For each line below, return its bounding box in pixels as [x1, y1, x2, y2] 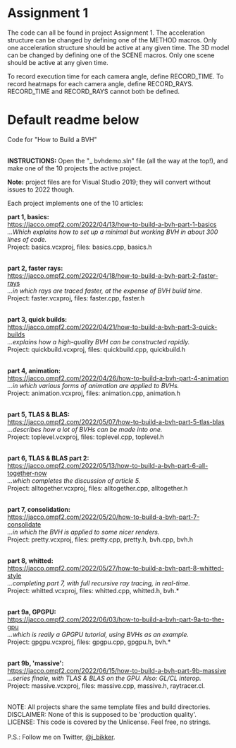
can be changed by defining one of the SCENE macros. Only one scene [7, 51, 215, 59]
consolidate [7, 520, 42, 528]
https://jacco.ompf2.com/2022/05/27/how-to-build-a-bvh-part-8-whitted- [7, 563, 224, 572]
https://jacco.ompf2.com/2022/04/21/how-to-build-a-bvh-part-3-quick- [7, 322, 218, 331]
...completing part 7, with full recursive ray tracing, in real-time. [7, 578, 191, 588]
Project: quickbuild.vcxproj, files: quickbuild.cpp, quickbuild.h [7, 345, 186, 353]
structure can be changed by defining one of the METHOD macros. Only [7, 35, 217, 44]
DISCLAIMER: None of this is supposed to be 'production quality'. [7, 710, 197, 718]
